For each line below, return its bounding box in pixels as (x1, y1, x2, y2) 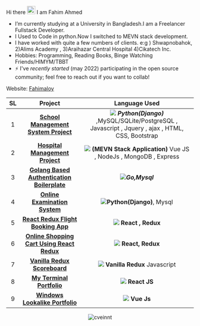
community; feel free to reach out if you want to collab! (14, 73, 150, 80)
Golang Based (29, 166, 70, 174)
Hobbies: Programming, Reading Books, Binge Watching (14, 52, 153, 59)
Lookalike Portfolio (23, 299, 77, 306)
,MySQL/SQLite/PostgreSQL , (96, 117, 178, 125)
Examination (32, 198, 68, 206)
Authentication (27, 173, 71, 181)
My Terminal (32, 274, 68, 282)
